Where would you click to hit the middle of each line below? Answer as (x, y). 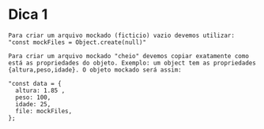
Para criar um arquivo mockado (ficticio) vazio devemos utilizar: (122, 35)
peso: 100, (33, 97)
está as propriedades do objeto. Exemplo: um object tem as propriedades (132, 63)
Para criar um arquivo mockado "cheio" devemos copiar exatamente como (128, 56)
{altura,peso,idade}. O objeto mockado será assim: (95, 70)
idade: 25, (33, 104)
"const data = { (35, 83)
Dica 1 (28, 15)
